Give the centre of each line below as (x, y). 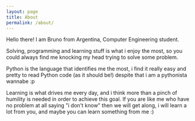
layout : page (22, 12)
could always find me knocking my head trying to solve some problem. (92, 58)
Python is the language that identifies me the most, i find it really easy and (96, 69)
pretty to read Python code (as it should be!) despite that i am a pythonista (97, 75)
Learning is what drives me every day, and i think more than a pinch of (92, 93)
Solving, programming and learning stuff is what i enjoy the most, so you (94, 51)
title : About (22, 17)
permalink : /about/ (30, 23)
